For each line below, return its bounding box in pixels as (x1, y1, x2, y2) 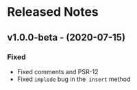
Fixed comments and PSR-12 (16, 67, 99, 76)
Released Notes (7, 4, 99, 20)
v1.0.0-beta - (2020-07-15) (7, 32, 125, 43)
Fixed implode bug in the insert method (16, 75, 131, 83)
